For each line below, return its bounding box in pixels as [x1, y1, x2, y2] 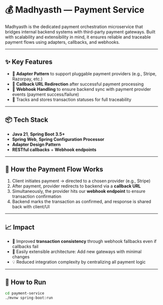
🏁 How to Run [5, 278, 47, 286]
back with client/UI [12, 204, 50, 210]
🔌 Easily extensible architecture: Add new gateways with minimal [12, 249, 142, 254]
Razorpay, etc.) [12, 76, 43, 82]
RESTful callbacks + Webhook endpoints [12, 147, 97, 152]
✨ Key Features [5, 58, 52, 66]
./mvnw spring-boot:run [5, 295, 53, 300]
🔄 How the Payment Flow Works [5, 165, 103, 173]
